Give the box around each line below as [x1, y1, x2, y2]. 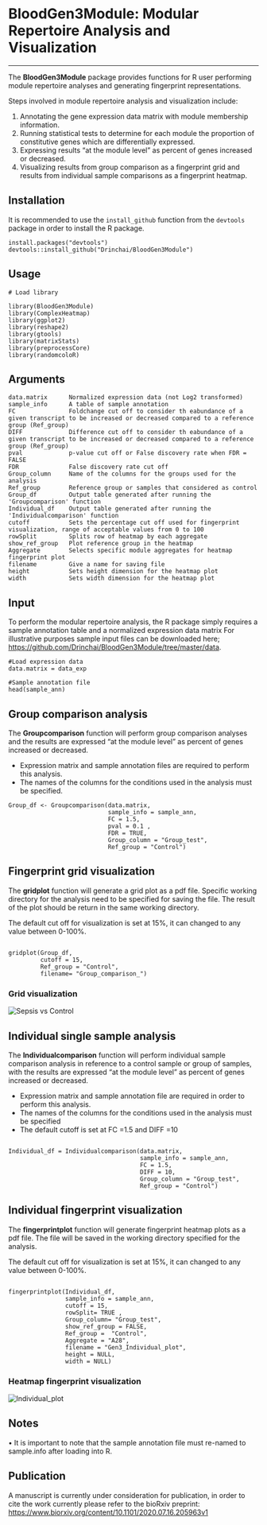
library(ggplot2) [8, 316, 66, 324]
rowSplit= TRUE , [64, 1309, 123, 1317]
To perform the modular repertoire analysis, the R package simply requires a [8, 617, 258, 627]
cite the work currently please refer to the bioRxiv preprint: [8, 1499, 200, 1508]
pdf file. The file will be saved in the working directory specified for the [8, 1233, 241, 1243]
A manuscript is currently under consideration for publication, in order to [8, 1490, 246, 1500]
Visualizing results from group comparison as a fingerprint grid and [19, 162, 240, 172]
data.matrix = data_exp [8, 665, 87, 673]
